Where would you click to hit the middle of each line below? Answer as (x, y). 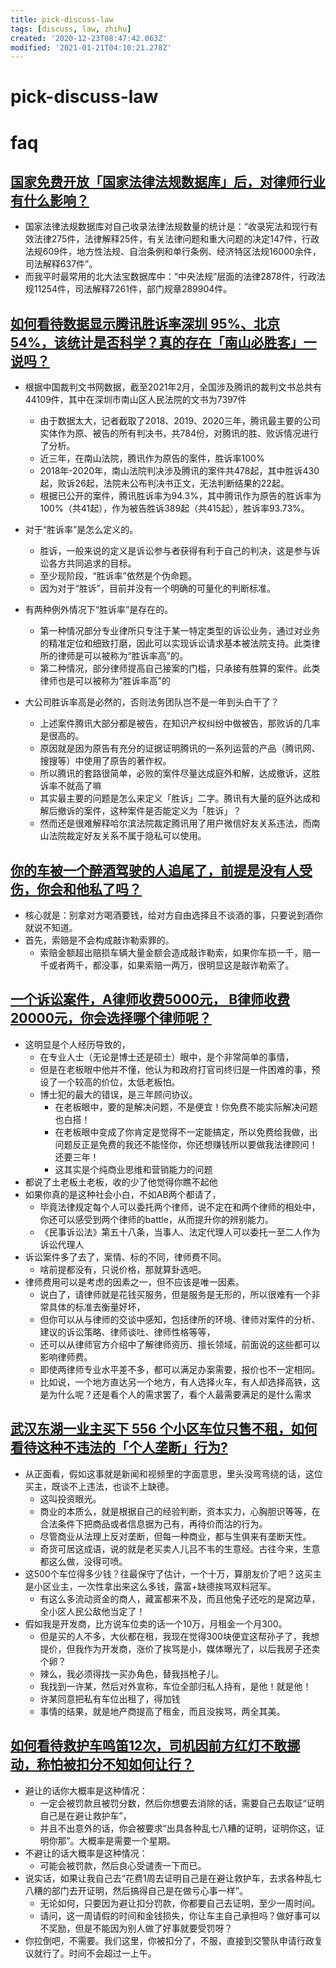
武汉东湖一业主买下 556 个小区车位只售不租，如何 (164, 1429)
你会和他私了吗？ (89, 889)
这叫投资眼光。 (70, 1498)
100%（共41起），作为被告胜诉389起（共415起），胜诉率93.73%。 (174, 508)
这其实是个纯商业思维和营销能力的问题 (133, 1169)
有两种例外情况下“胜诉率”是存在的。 (99, 610)
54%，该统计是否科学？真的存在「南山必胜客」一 (163, 342)
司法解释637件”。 (61, 264)
